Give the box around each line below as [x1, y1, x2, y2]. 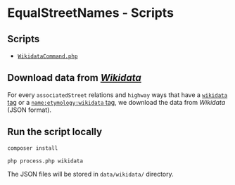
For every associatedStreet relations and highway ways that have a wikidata [7, 90, 228, 99]
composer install [7, 144, 58, 152]
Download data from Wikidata [7, 72, 142, 84]
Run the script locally [7, 126, 103, 138]
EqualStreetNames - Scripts [7, 5, 174, 21]
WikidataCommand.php [17, 53, 78, 60]
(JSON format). [7, 106, 51, 114]
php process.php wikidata [7, 157, 83, 165]
